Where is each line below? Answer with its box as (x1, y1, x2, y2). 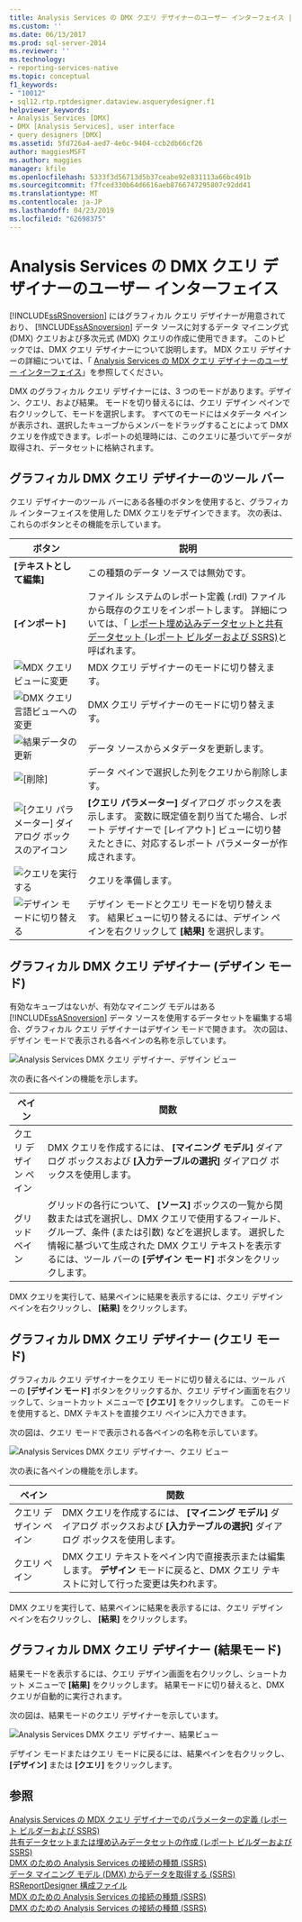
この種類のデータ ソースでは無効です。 (87, 567, 252, 580)
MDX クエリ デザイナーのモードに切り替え (87, 662, 267, 674)
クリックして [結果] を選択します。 (123, 925, 270, 938)
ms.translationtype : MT (9, 189, 99, 198)
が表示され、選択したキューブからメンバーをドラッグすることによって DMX (9, 419, 289, 430)
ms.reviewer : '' (9, 47, 70, 56)
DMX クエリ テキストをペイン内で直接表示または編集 (61, 1551, 286, 1562)
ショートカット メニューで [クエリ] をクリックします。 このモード (48, 1396, 290, 1407)
